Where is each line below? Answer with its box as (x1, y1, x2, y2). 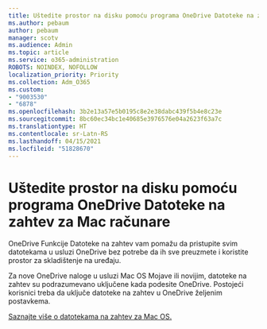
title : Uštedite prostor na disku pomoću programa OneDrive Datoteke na (8, 11, 254, 20)
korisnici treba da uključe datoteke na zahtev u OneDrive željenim (8, 288, 222, 298)
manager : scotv (8, 33, 59, 42)
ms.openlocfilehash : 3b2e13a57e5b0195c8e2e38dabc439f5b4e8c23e (8, 108, 222, 116)
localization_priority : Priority (8, 71, 119, 79)
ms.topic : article (8, 48, 69, 56)
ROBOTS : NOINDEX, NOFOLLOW (8, 64, 98, 72)
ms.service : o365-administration (8, 56, 119, 64)
